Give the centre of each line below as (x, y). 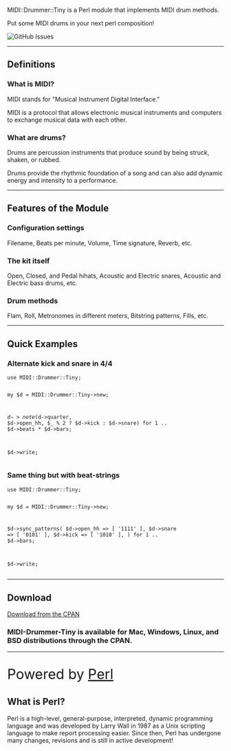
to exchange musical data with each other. (67, 120)
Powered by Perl (60, 674)
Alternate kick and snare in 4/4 (60, 363)
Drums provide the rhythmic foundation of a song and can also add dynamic (115, 173)
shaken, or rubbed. (34, 159)
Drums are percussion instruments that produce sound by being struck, (108, 152)
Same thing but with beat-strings (64, 475)
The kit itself (29, 260)
